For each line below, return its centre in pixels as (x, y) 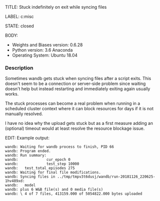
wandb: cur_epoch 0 (38, 160)
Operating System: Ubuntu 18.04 (45, 55)
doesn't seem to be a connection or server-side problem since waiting (75, 84)
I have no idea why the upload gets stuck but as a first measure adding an (79, 123)
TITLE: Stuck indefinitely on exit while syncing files (56, 7)
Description (19, 68)
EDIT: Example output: (27, 138)
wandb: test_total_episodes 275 (40, 168)
